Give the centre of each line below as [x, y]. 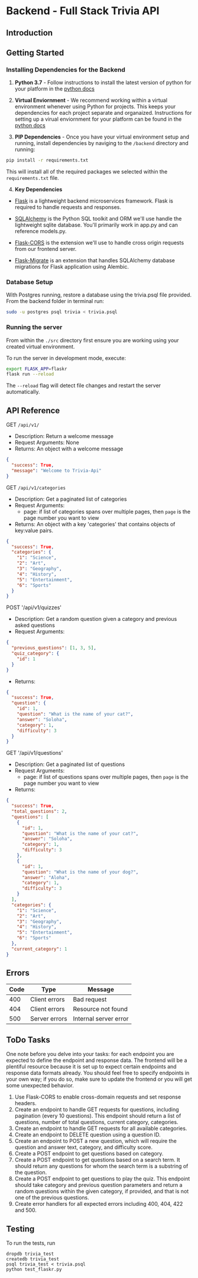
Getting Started [35, 52]
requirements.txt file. [33, 178]
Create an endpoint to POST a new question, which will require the [96, 1141]
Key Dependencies [38, 189]
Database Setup [30, 282]
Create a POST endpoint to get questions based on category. [89, 1154]
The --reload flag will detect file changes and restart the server [84, 385]
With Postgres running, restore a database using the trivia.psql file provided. [99, 295]
